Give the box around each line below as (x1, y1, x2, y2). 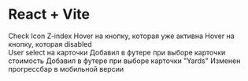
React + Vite (8, 5, 91, 23)
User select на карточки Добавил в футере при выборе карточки (8, 48, 226, 57)
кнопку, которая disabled (8, 39, 92, 48)
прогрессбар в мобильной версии (8, 64, 124, 73)
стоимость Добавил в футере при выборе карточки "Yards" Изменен (8, 56, 241, 65)
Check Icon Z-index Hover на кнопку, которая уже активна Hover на (8, 31, 235, 40)
